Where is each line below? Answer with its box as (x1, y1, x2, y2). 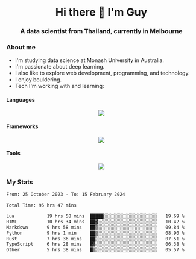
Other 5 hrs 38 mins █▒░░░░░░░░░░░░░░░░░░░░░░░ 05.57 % (6, 247, 185, 253)
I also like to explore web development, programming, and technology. (14, 69, 190, 77)
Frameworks (6, 123, 39, 130)
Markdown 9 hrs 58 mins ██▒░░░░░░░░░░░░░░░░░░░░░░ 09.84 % (6, 224, 185, 231)
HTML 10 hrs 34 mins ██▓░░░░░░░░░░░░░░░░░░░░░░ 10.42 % (6, 219, 185, 225)
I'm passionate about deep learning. (14, 63, 105, 70)
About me (6, 43, 36, 52)
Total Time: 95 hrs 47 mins (6, 202, 77, 208)
